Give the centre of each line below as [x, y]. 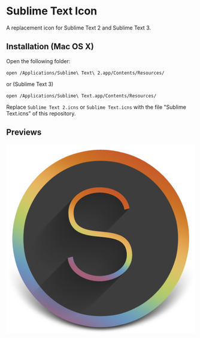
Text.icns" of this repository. [41, 113]
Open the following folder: [38, 61]
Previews [24, 133]
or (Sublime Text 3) [30, 84]
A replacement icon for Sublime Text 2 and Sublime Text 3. [79, 28]
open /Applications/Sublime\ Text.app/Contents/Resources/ [81, 96]
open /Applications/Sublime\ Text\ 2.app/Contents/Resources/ [85, 73]
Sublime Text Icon [52, 11]
